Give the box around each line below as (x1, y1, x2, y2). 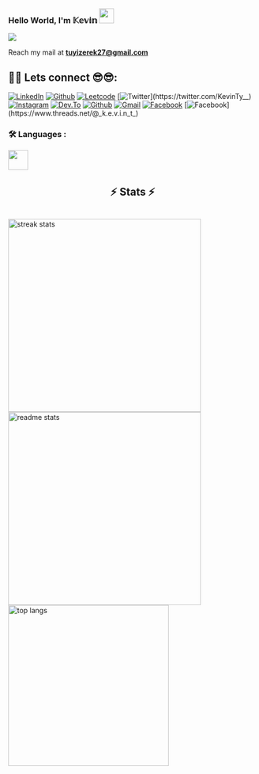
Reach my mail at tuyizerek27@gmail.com (8, 48, 148, 57)
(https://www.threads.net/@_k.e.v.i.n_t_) (8, 109, 139, 118)
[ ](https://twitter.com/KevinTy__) (117, 92, 252, 101)
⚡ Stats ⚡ (110, 185, 156, 198)
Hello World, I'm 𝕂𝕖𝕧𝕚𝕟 (8, 14, 98, 25)
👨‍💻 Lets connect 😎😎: (8, 71, 118, 84)
